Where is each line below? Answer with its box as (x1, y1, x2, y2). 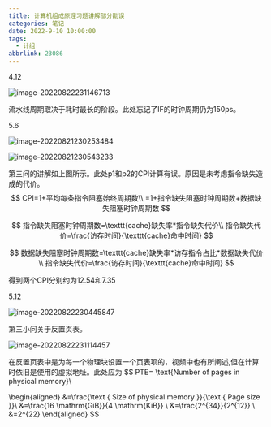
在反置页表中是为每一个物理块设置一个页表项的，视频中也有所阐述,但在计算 (8, 357, 260, 366)
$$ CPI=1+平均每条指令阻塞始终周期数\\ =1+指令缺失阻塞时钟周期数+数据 (11, 193, 255, 203)
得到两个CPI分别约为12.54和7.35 (8, 275, 116, 285)
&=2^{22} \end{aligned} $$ (8, 409, 100, 419)
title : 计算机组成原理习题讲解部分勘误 (8, 11, 125, 20)
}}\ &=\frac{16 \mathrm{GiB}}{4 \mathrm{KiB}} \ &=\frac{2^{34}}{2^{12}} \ (8, 401, 256, 410)
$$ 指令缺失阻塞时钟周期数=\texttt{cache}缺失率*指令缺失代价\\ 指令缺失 (11, 221, 254, 230)
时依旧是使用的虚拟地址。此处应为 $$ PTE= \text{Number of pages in (8, 367, 240, 377)
